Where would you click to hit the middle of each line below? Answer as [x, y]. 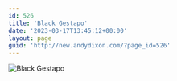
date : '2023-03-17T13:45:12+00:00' [68, 30]
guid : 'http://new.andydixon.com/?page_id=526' [90, 46]
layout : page [30, 38]
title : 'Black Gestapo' [48, 23]
